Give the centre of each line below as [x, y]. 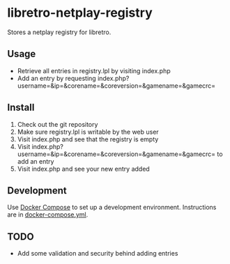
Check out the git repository [58, 124]
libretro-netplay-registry [80, 13]
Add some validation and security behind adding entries [98, 254]
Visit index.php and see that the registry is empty [88, 139]
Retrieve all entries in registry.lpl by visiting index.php [94, 70]
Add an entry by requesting [56, 78]
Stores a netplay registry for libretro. [59, 32]
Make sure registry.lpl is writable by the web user [88, 132]
